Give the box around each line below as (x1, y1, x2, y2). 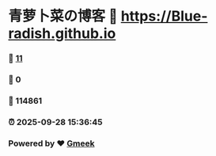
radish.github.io (8, 25, 116, 43)
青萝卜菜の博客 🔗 (8, 7, 119, 25)
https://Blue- (120, 7, 208, 25)
